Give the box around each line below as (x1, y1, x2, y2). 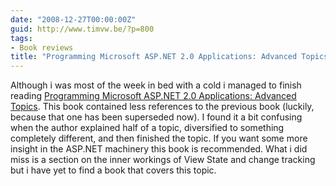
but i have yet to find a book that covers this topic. (10, 164, 217, 176)
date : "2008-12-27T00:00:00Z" (10, 14, 137, 25)
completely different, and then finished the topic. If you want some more (10, 132, 308, 145)
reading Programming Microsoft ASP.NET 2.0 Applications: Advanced (10, 90, 297, 102)
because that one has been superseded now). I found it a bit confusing (10, 111, 303, 123)
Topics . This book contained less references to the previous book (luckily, (10, 101, 315, 113)
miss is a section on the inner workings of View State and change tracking (10, 154, 316, 166)
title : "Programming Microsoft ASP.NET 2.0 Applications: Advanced (10, 52, 298, 62)
